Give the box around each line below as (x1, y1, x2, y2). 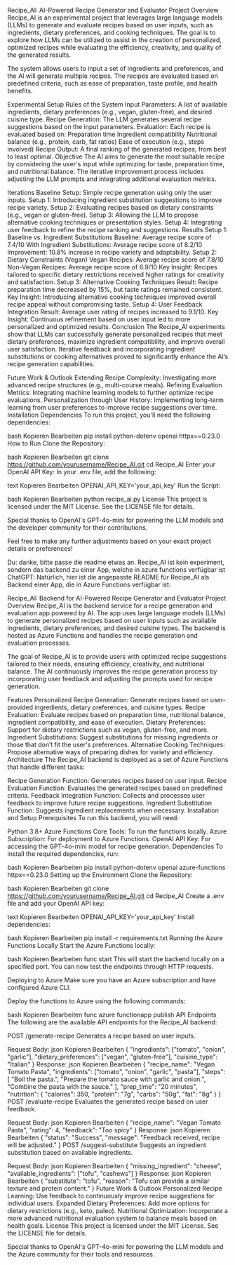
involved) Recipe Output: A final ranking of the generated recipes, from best (7, 145, 227, 153)
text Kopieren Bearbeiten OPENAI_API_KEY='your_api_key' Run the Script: (7, 481, 221, 490)
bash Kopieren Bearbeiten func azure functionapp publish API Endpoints (7, 1010, 217, 1019)
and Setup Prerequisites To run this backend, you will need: (7, 814, 179, 822)
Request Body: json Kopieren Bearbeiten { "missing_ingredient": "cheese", (7, 1162, 222, 1170)
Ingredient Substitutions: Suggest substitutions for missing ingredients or (7, 733, 218, 741)
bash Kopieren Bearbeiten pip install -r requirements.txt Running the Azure (7, 934, 223, 942)
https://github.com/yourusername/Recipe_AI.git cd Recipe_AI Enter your (7, 460, 216, 469)
